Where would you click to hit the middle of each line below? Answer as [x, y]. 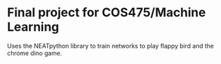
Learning [33, 27]
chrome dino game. [35, 53]
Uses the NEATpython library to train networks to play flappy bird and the [110, 46]
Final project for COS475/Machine [106, 13]
